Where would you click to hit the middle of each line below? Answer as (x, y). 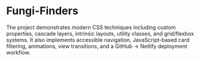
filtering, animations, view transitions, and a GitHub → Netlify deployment (97, 46)
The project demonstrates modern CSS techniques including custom (91, 27)
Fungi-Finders (42, 11)
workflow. (18, 52)
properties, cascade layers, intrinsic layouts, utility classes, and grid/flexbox (100, 33)
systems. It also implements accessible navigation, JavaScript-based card (98, 40)
